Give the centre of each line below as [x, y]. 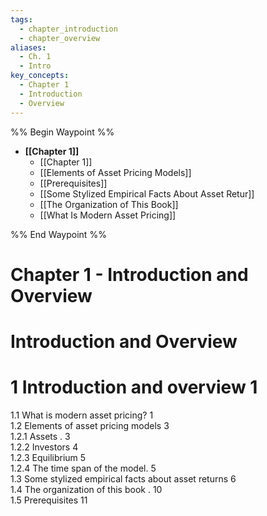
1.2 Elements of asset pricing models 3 [90, 425]
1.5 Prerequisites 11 [49, 500]
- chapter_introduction [68, 29]
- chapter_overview [60, 38]
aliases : [28, 47]
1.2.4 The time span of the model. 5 [83, 468]
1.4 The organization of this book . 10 [86, 489]
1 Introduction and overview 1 [134, 387]
